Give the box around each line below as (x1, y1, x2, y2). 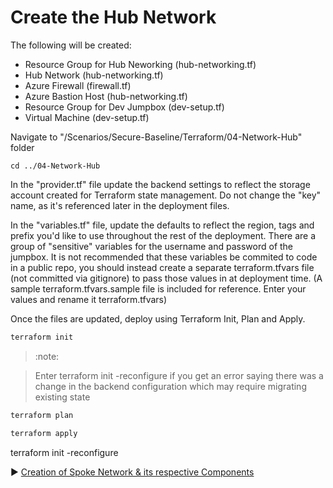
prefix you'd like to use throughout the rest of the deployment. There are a (10, 229, 317, 241)
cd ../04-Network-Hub (10, 161, 101, 171)
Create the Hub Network (10, 6, 217, 29)
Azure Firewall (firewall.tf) (24, 79, 132, 91)
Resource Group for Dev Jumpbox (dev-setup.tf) (24, 101, 225, 113)
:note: (34, 350, 60, 362)
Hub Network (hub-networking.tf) (24, 69, 164, 81)
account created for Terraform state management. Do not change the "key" (10, 189, 322, 201)
